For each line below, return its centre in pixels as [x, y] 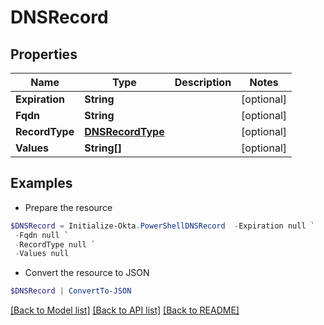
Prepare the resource [68, 207]
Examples [41, 183]
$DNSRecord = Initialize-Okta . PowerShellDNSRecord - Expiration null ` [162, 226]
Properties [44, 54]
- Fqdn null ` [42, 235]
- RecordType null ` [55, 244]
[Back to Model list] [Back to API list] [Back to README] [125, 310]
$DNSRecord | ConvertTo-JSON [71, 291]
